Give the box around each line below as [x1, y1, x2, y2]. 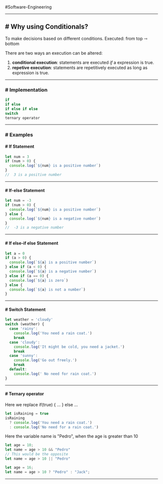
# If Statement [5, 144, 34, 149]
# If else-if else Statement [5, 240, 59, 246]
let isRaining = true [5, 411, 49, 416]
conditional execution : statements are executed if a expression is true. [12, 59, 154, 65]
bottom [5, 41, 19, 47]
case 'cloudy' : [9, 339, 40, 345]
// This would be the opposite [5, 452, 68, 457]
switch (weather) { [5, 322, 45, 327]
